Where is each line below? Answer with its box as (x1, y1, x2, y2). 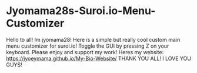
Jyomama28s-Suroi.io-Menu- (6, 4, 156, 18)
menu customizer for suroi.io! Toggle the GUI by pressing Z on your (6, 42, 169, 49)
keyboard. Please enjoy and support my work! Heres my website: (6, 48, 164, 55)
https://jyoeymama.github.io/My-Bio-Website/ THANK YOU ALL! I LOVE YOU (6, 55, 191, 62)
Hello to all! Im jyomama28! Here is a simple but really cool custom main (6, 36, 181, 43)
